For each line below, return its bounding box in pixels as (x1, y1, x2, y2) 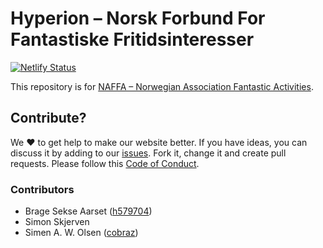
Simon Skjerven (24, 216, 90, 228)
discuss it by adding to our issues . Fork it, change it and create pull (10, 147, 287, 159)
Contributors (10, 182, 75, 196)
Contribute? (10, 110, 87, 127)
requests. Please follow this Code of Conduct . (10, 157, 200, 169)
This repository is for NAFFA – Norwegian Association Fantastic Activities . (10, 80, 314, 92)
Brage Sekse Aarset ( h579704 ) (24, 205, 153, 217)
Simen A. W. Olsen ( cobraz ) (24, 227, 139, 239)
